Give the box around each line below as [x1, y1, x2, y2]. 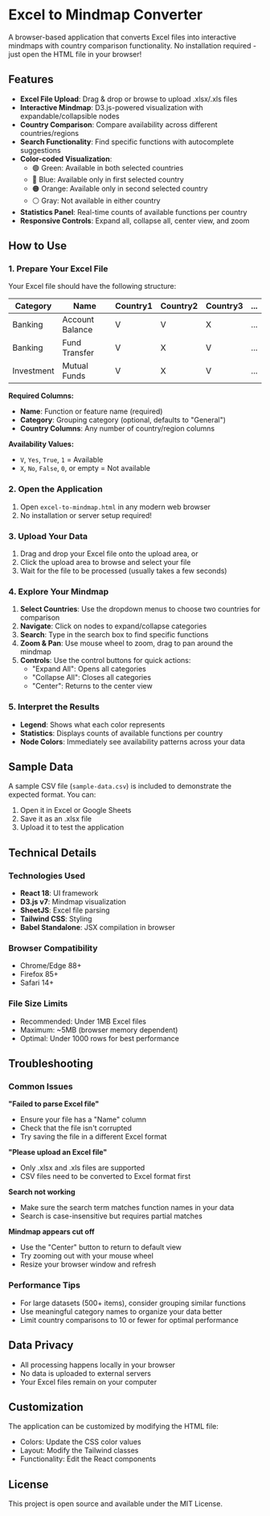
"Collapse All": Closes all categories [31, 673, 151, 682]
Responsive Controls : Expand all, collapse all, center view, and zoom [19, 216, 250, 225]
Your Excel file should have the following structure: [8, 282, 177, 291]
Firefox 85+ [19, 970, 59, 979]
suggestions [19, 145, 62, 154]
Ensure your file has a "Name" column [19, 1114, 147, 1124]
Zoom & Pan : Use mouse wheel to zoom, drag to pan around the [19, 638, 234, 649]
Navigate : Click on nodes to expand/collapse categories [19, 621, 207, 631]
